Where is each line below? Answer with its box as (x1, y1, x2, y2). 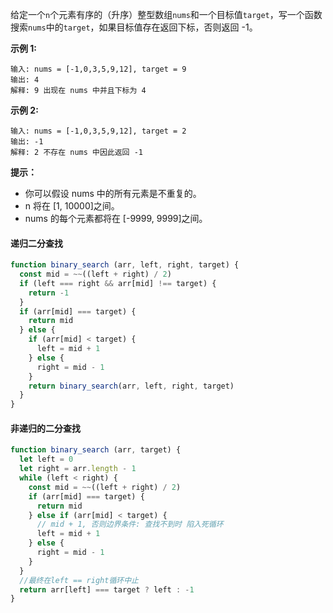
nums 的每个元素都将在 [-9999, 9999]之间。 (24, 213, 208, 224)
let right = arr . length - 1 (19, 464, 137, 474)
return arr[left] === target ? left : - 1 (19, 584, 195, 595)
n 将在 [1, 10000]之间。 (24, 200, 120, 212)
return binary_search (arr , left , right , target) (28, 381, 235, 391)
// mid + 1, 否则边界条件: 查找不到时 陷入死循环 (36, 519, 224, 530)
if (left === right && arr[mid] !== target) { (19, 278, 217, 288)
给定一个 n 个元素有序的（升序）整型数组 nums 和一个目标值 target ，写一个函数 (10, 9, 323, 20)
